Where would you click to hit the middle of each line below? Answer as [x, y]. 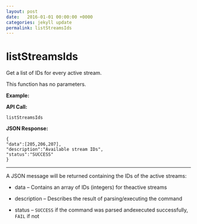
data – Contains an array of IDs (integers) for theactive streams [91, 187]
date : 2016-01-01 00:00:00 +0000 [50, 17]
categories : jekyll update [39, 22]
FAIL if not [27, 216]
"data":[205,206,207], [34, 144]
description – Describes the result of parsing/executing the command [98, 199]
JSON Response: [27, 129]
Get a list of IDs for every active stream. [54, 73]
